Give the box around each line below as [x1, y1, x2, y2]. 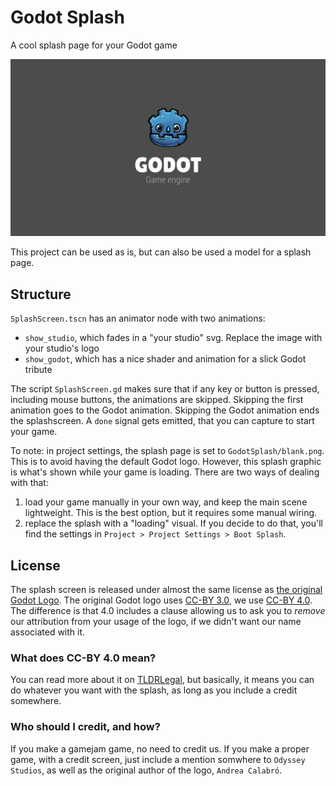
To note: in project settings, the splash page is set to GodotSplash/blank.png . [10, 445, 325, 457]
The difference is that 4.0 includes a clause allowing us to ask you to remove [10, 605, 326, 617]
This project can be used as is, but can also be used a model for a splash [10, 246, 312, 258]
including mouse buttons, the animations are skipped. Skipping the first [10, 394, 304, 406]
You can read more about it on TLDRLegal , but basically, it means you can [10, 674, 315, 686]
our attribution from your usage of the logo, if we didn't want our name [10, 616, 302, 628]
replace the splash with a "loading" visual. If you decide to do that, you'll [24, 517, 323, 530]
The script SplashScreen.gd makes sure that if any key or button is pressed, [10, 383, 320, 395]
